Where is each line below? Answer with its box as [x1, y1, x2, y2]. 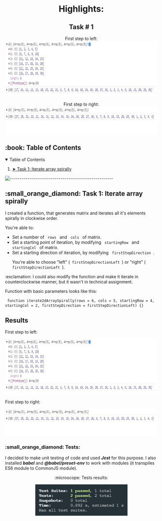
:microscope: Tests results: [54, 474, 108, 480]
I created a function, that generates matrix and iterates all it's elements [5, 210, 146, 216]
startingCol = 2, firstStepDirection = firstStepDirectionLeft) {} [5, 303, 144, 308]
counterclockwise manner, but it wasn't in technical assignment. [5, 279, 133, 285]
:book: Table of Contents [5, 144, 81, 152]
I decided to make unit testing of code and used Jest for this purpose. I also [5, 455, 156, 461]
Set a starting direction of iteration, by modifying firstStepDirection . [12, 250, 155, 255]
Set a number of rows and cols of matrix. [12, 234, 102, 240]
